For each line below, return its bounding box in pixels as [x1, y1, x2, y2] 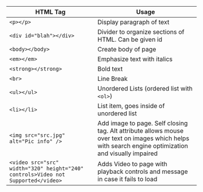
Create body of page [97, 45, 156, 53]
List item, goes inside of [97, 102, 165, 110]
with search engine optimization [97, 142, 188, 150]
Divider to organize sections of [97, 28, 185, 36]
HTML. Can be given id [97, 36, 163, 43]
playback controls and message [97, 167, 188, 176]
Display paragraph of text [97, 18, 170, 26]
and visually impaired [97, 149, 158, 158]
